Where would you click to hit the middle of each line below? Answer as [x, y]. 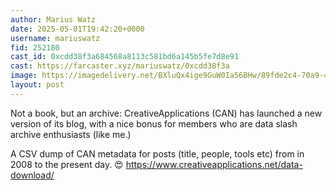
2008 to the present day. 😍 [67, 164]
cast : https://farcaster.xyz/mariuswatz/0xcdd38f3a [120, 66]
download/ [32, 175]
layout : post [37, 85]
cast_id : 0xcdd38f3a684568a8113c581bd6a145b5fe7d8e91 [125, 57]
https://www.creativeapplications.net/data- [214, 164]
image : [24, 76]
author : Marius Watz [53, 19]
